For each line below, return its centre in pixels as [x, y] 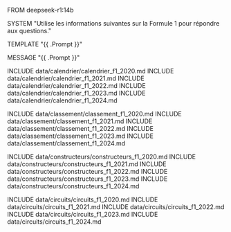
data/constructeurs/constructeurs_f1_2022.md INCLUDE [87, 171]
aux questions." [29, 31]
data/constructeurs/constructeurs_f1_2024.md [73, 186]
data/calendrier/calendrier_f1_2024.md [62, 100]
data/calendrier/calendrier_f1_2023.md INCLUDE [76, 93]
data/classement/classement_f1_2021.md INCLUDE [80, 121]
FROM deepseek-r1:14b [40, 10]
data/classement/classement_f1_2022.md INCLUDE [81, 128]
